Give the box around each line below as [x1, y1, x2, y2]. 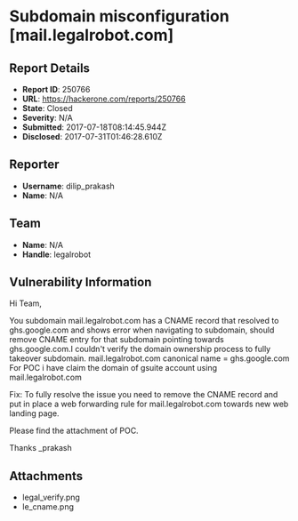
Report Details [9, 60, 91, 76]
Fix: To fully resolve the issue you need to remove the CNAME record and [9, 389, 278, 400]
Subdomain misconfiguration [9, 6, 230, 27]
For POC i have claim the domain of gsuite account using [9, 363, 218, 373]
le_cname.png [21, 501, 74, 512]
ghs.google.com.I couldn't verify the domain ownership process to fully [9, 344, 271, 355]
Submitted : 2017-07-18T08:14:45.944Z [21, 122, 167, 132]
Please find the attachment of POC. [9, 425, 140, 437]
